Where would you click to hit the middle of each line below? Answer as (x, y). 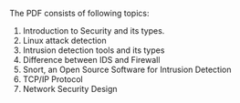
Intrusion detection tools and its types (94, 50)
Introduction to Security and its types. (94, 31)
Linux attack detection (64, 41)
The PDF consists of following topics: (79, 13)
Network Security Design (70, 89)
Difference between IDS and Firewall (91, 60)
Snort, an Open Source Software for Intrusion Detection (127, 69)
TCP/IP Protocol (53, 79)
